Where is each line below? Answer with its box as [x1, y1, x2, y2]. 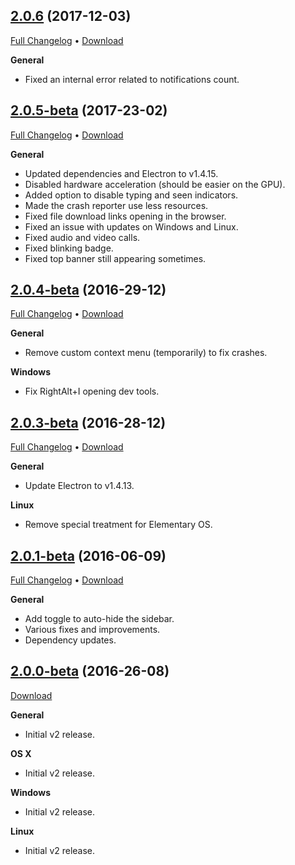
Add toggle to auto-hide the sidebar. [24, 613, 175, 625]
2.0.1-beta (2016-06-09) [10, 547, 167, 564]
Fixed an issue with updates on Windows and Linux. [24, 220, 239, 233]
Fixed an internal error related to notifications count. [24, 73, 240, 85]
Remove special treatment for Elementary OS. [24, 519, 213, 531]
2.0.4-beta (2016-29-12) [10, 282, 167, 299]
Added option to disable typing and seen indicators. [24, 189, 239, 201]
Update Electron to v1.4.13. [24, 480, 135, 492]
